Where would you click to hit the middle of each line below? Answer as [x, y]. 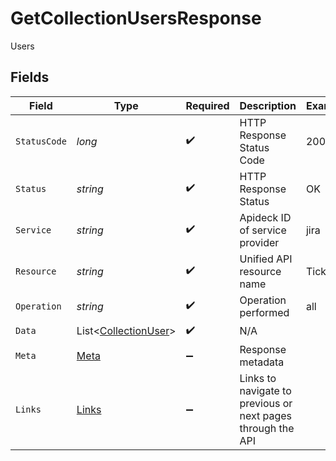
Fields [30, 77]
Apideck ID [265, 217]
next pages [266, 415]
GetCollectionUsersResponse [136, 18]
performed [264, 312]
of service [263, 230]
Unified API [266, 259]
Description [268, 105]
